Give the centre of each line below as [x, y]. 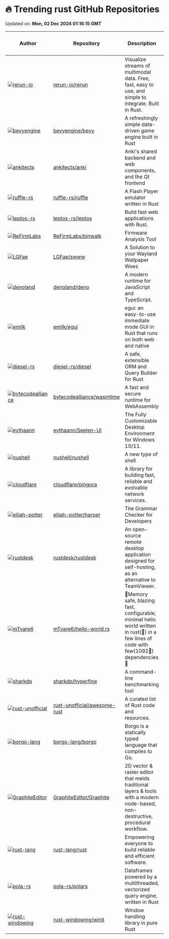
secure [133, 394]
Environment [140, 433]
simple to [136, 97]
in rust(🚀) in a [141, 632]
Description [142, 43]
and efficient [140, 856]
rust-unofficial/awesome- [84, 705]
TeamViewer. [140, 586]
